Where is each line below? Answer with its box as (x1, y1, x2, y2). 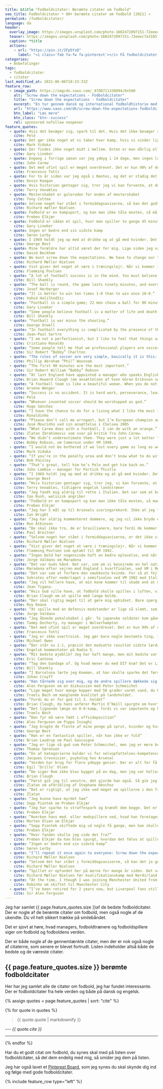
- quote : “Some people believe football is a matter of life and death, (9, 309, 160, 314)
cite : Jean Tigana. (14, 584, 53, 589)
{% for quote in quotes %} (5, 1007, 58, 1013)
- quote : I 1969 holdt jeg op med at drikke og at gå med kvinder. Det (9, 237, 158, 242)
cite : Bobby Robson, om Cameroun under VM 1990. (14, 440, 114, 445)
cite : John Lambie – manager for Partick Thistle (14, 467, 116, 472)
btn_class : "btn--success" (14, 115, 68, 120)
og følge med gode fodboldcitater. (5, 1069, 74, 1075)
